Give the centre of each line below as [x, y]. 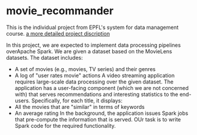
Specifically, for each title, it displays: [77, 100]
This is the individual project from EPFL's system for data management [93, 27]
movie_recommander [60, 11]
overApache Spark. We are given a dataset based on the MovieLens [89, 51]
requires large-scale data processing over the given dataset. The [94, 82]
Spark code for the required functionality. [65, 126]
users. [23, 100]
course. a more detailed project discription [58, 33]
